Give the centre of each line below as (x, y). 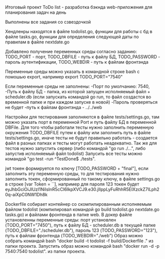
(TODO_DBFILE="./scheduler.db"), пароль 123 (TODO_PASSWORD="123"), (81, 230)
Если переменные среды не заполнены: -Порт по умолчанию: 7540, (77, 86)
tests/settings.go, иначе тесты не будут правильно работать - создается (81, 138)
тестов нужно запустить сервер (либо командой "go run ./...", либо (75, 148)
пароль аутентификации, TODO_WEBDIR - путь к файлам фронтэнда (77, 62)
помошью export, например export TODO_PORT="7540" (64, 77)
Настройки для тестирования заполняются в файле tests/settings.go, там (82, 117)
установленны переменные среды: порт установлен (61, 220)
